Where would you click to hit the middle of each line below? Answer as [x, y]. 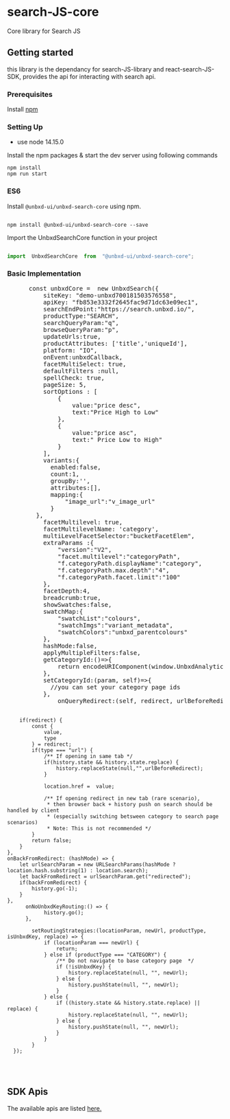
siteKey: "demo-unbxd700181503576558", [110, 295]
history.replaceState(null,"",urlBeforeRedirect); [130, 768]
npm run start [27, 174]
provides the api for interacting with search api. [89, 76]
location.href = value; [79, 786]
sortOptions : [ [71, 391]
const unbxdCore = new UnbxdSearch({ [94, 288]
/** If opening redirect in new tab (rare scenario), [122, 798]
